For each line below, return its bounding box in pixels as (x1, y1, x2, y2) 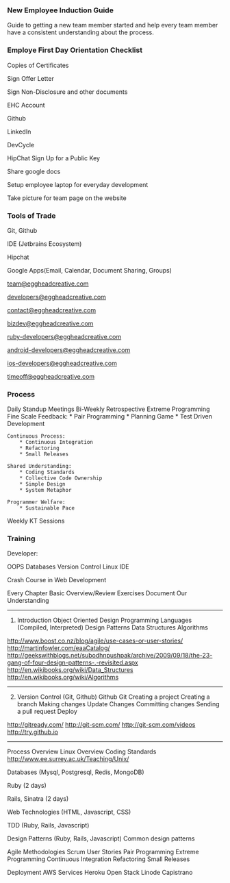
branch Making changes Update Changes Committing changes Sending (16, 700, 220, 708)
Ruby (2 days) (7, 782, 47, 790)
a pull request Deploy (16, 708, 77, 716)
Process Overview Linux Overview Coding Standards (7, 747, 157, 756)
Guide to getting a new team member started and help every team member (7, 21, 218, 29)
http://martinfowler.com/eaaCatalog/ (7, 644, 111, 652)
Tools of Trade (7, 211, 56, 221)
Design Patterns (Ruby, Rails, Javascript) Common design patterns (7, 834, 195, 843)
